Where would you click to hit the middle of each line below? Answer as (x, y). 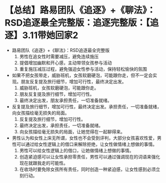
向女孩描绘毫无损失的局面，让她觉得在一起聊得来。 (72, 131)
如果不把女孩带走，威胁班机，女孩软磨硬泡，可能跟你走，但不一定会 (82, 75)
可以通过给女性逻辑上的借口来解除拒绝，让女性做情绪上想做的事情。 (87, 144)
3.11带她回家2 (50, 35)
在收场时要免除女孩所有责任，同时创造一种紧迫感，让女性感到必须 (88, 169)
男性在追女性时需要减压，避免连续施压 (59, 56)
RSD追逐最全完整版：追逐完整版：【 (77, 23)
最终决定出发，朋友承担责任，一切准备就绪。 (66, 100)
